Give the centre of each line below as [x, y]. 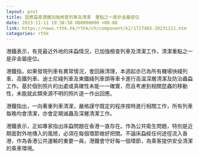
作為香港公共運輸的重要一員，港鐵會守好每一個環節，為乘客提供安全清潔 [105, 141]
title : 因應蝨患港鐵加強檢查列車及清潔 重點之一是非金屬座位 [73, 17]
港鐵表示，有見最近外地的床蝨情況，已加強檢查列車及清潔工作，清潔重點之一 [99, 52]
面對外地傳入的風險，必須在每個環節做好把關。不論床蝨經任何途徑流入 [97, 133]
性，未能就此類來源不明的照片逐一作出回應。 [61, 94]
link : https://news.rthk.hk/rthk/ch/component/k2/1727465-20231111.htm [96, 28]
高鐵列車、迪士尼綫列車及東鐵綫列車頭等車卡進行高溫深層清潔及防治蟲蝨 [105, 79]
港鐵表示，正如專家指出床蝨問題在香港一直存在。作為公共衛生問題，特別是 [97, 126]
